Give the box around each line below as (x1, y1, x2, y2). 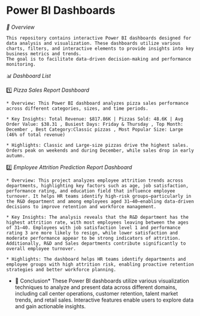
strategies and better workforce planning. (6, 266, 117, 273)
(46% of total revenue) (6, 131, 66, 138)
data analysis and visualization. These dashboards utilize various (6, 40, 181, 46)
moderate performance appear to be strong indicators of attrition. (6, 235, 181, 241)
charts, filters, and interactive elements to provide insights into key (6, 46, 195, 52)
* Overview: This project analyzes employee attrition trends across (6, 177, 184, 183)
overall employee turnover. (6, 245, 77, 252)
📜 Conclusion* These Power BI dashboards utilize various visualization (14, 277, 190, 284)
